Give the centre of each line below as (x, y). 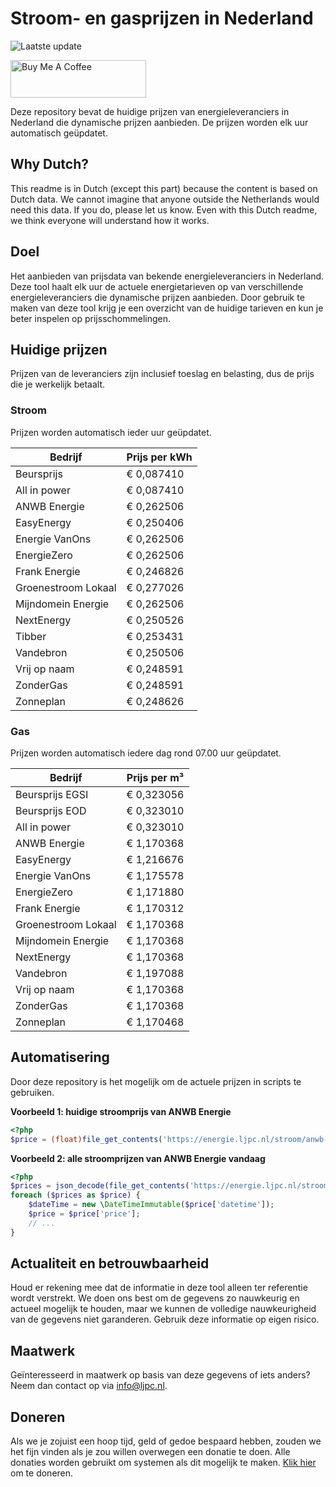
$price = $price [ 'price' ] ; (84, 1214)
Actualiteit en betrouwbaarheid (110, 1263)
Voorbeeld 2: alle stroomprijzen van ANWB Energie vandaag (138, 1158)
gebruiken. (32, 1092)
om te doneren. (42, 1473)
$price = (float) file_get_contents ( (86, 1139)
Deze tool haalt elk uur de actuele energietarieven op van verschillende (157, 286)
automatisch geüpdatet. (59, 133)
